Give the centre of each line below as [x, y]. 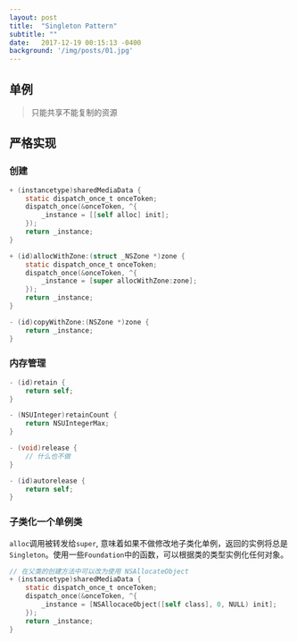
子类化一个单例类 [46, 522]
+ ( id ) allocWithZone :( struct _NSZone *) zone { [97, 256]
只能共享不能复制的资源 [74, 112]
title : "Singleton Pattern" [63, 26]
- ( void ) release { [43, 448]
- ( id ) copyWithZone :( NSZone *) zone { [79, 322]
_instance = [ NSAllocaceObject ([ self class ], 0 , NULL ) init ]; [159, 604]
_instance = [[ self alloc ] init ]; [105, 215]
